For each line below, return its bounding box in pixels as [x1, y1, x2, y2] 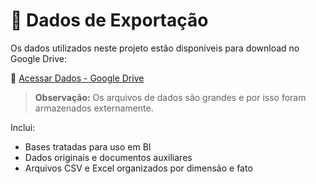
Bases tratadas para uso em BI [24, 140, 152, 153]
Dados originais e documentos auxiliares [24, 151, 193, 163]
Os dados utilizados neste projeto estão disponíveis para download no [10, 42, 300, 54]
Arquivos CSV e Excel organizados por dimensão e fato [24, 162, 253, 174]
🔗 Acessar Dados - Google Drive [10, 72, 145, 84]
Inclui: [10, 121, 36, 133]
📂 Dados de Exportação [10, 9, 209, 32]
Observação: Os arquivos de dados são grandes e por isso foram [34, 91, 307, 103]
